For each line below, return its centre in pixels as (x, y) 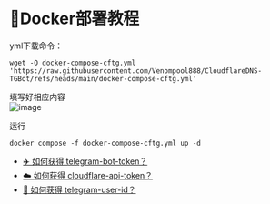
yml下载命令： (36, 46)
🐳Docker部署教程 (74, 19)
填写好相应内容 (37, 97)
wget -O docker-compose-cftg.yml (73, 63)
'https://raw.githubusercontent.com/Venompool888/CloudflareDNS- (135, 71)
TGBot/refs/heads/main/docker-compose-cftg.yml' (103, 78)
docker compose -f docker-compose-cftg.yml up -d (105, 143)
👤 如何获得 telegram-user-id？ (79, 189)
